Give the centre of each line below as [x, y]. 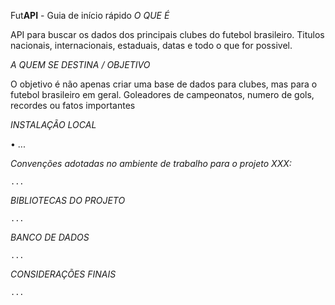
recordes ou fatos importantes [73, 105]
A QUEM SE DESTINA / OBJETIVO [80, 64]
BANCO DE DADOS [50, 237]
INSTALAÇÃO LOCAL [53, 124]
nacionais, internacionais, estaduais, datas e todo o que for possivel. [151, 45]
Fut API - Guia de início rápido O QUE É [90, 15]
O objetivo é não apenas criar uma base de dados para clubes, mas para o [164, 84]
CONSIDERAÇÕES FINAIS [63, 274]
